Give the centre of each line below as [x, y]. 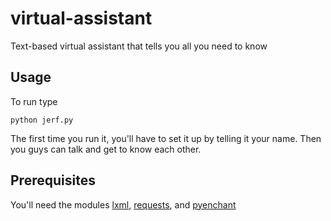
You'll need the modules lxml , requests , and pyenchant [123, 204]
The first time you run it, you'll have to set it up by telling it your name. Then [166, 138]
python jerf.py [42, 120]
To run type [34, 101]
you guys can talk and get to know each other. [106, 149]
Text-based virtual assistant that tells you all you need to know [139, 46]
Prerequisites [53, 180]
